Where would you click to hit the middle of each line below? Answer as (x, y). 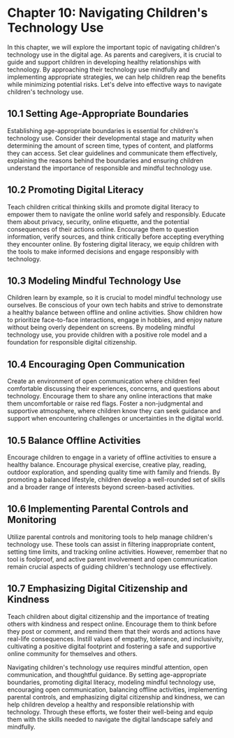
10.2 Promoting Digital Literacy (76, 190)
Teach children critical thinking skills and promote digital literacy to (103, 207)
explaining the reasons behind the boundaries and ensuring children (105, 160)
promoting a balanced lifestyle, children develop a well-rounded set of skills (116, 480)
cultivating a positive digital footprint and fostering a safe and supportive (112, 646)
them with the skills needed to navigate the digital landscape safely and (110, 719)
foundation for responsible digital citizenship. (72, 342)
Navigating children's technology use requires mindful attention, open (108, 667)
